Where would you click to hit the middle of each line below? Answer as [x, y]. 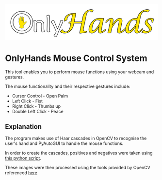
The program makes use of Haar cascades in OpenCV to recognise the [76, 139]
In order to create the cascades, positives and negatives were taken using [79, 153]
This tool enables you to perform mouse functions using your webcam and [80, 72]
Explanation [24, 127]
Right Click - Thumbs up [36, 106]
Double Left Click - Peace [38, 111]
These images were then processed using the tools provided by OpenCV [78, 168]
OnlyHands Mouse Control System [76, 58]
